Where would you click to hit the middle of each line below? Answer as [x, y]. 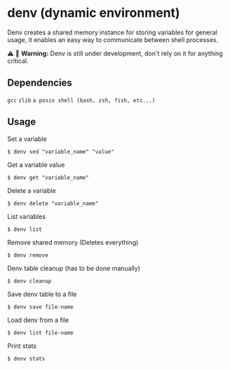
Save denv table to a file [42, 294]
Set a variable [27, 139]
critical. [18, 60]
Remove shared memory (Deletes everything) [73, 242]
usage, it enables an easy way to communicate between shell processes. [113, 39]
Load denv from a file [38, 320]
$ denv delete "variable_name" [53, 203]
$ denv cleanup [29, 281]
